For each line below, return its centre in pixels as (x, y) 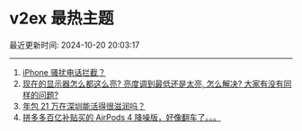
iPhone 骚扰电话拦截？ (64, 72)
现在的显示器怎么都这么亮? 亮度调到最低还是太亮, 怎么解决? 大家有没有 (153, 83)
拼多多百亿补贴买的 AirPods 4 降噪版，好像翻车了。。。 (122, 117)
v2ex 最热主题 (62, 18)
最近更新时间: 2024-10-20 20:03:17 (75, 45)
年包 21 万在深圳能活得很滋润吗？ (84, 106)
